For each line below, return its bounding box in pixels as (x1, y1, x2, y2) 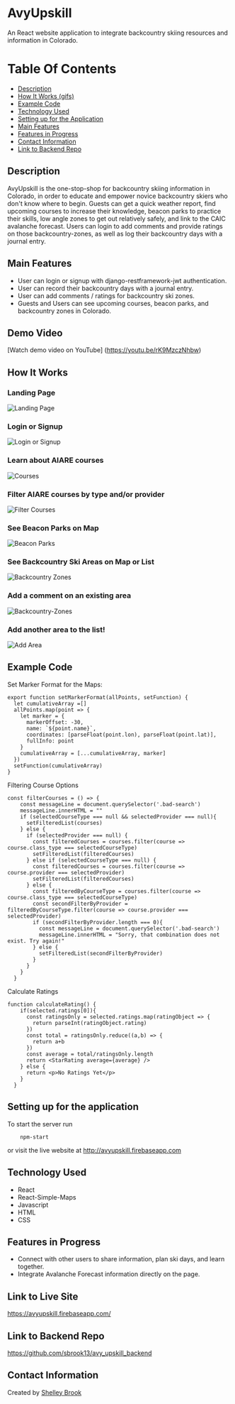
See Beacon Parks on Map (7, 523, 99, 533)
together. (17, 1262, 45, 1271)
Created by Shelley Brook (7, 1388, 82, 1396)
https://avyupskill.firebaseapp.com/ (7, 1310, 111, 1318)
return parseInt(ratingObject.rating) (33, 1019, 147, 1026)
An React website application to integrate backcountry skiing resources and (7, 28, 229, 37)
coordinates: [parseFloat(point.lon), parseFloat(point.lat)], (25, 731, 217, 738)
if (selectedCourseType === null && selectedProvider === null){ (20, 813, 217, 821)
